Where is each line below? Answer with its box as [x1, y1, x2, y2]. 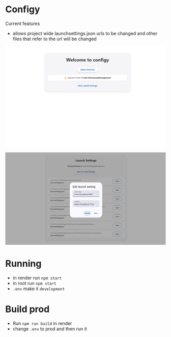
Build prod [5, 303, 50, 315]
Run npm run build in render [12, 320, 72, 327]
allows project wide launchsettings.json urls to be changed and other [12, 30, 158, 36]
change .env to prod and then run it [12, 326, 88, 332]
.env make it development [12, 286, 65, 292]
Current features [5, 20, 40, 27]
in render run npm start [12, 275, 62, 281]
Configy [5, 4, 40, 15]
